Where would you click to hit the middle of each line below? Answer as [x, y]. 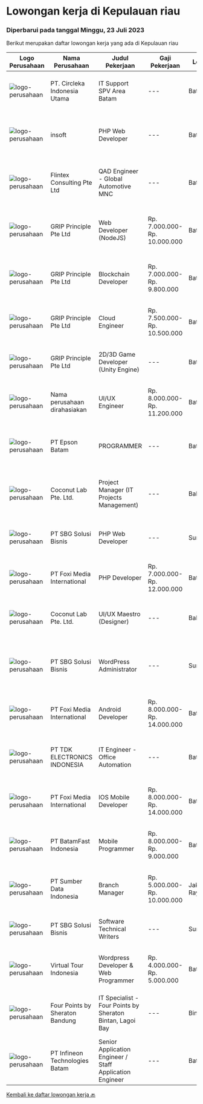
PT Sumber [66, 881]
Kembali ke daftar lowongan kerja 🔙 [51, 1095]
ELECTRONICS [72, 757]
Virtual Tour [67, 965]
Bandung [63, 1020]
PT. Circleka [68, 84]
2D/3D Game [117, 354]
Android [110, 710]
